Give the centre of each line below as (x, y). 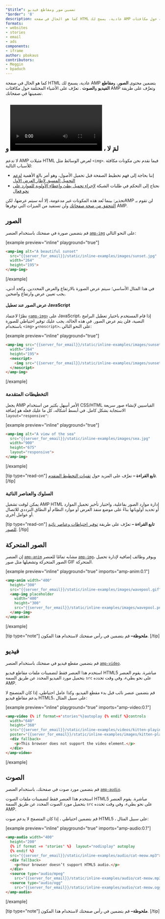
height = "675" (23, 448)
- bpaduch (16, 69)
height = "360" (23, 725)
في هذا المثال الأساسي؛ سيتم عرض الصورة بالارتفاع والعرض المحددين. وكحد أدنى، (80, 288)
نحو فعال (21, 191)
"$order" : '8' (20, 14)
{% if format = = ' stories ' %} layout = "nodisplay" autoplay (72, 847)
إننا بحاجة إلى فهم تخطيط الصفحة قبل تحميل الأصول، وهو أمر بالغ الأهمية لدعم (83, 175)
